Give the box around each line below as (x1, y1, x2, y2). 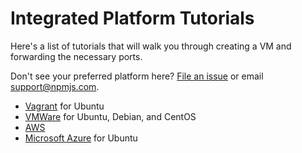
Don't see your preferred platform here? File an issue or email (10, 70, 264, 82)
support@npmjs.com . (10, 80, 100, 92)
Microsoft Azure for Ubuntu (24, 132, 138, 144)
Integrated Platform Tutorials (10, 7, 255, 30)
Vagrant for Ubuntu (24, 100, 105, 112)
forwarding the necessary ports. (10, 50, 143, 62)
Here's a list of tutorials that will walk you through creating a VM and (10, 40, 292, 52)
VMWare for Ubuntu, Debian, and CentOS (24, 110, 197, 122)
